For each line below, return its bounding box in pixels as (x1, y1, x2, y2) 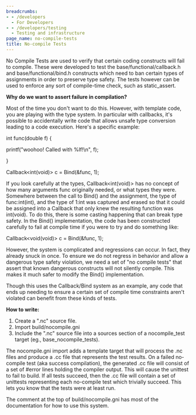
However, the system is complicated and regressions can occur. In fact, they (6, 246, 191, 253)
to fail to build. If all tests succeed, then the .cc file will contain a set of (6, 372, 176, 379)
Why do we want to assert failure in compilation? (6, 93, 128, 100)
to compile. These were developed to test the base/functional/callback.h (6, 63, 181, 70)
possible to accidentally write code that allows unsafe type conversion (6, 117, 176, 124)
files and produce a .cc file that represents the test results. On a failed (6, 353, 174, 360)
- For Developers (11, 19, 54, 25)
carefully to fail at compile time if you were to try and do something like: (6, 223, 179, 230)
